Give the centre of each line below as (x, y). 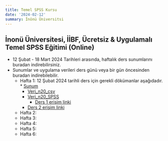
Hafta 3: (28, 118)
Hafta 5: (28, 129)
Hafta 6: (28, 134)
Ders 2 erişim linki (46, 107)
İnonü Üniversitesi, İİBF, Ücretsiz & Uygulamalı (79, 39)
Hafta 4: (28, 123)
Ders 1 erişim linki (53, 102)
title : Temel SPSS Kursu (31, 10)
